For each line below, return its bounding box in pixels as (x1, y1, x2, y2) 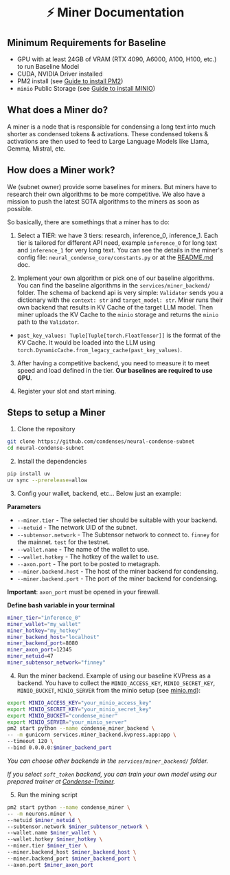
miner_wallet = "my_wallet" (7, 620, 81, 627)
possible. (7, 204, 33, 213)
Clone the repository (16, 425, 76, 433)
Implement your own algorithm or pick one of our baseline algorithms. (16, 274, 215, 282)
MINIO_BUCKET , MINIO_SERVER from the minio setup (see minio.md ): (16, 686, 201, 694)
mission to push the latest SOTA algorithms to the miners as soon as (7, 197, 200, 206)
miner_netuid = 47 (7, 653, 54, 660)
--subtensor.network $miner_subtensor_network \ (7, 823, 149, 830)
